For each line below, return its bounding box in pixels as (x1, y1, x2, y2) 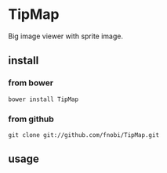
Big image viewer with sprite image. (8, 31, 124, 41)
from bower (8, 77, 53, 88)
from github (8, 114, 55, 124)
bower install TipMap (8, 96, 79, 103)
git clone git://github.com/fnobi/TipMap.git (8, 131, 159, 139)
